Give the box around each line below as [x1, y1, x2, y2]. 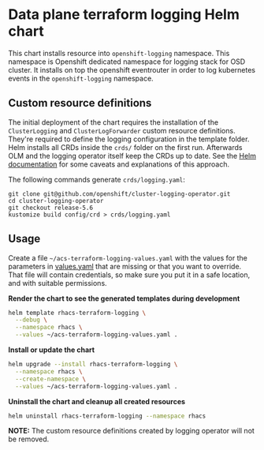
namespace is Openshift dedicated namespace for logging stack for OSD [8, 57, 246, 66]
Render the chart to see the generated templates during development [8, 294, 240, 303]
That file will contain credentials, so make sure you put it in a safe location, [8, 270, 251, 279]
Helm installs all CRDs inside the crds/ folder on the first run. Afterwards [8, 142, 243, 152]
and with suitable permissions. [8, 278, 108, 287]
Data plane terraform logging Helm [8, 6, 240, 24]
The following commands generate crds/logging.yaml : [8, 174, 185, 184]
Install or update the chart [8, 345, 95, 354]
